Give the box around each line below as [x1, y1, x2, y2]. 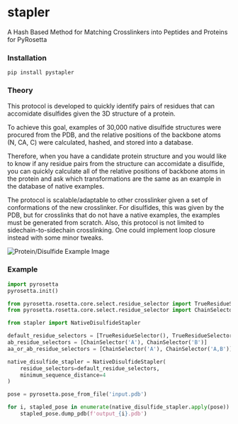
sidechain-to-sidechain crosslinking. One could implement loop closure [7, 225, 216, 234]
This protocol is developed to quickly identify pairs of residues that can [7, 101, 215, 110]
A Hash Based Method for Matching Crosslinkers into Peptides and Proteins [7, 28, 228, 36]
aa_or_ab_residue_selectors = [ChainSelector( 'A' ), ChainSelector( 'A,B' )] [7, 345, 233, 352]
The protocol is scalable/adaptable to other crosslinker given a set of [7, 196, 208, 204]
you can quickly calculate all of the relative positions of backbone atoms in [7, 167, 225, 175]
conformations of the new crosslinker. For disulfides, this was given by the [7, 203, 225, 211]
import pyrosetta [7, 281, 59, 288]
